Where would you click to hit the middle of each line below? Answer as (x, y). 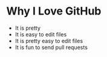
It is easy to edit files (41, 34)
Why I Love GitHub (54, 11)
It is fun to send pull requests (51, 47)
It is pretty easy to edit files (49, 41)
